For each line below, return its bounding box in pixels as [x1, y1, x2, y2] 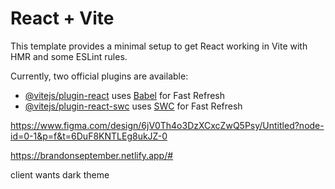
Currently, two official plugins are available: [10, 70, 189, 82]
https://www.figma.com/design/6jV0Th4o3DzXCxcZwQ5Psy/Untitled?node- [10, 119, 325, 131]
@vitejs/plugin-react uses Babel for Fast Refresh [24, 89, 226, 101]
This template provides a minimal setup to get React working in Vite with [10, 40, 308, 52]
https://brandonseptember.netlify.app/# [10, 149, 174, 161]
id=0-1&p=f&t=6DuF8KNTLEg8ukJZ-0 [10, 130, 168, 142]
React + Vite [10, 7, 115, 30]
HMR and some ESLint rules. [10, 50, 128, 62]
